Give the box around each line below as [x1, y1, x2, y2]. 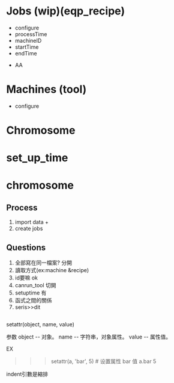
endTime [14, 49, 37, 57]
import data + [14, 219, 49, 226]
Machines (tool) [6, 83, 87, 96]
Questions [6, 242, 46, 252]
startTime [14, 43, 39, 51]
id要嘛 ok [14, 274, 38, 281]
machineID [14, 37, 42, 44]
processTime [14, 30, 47, 37]
